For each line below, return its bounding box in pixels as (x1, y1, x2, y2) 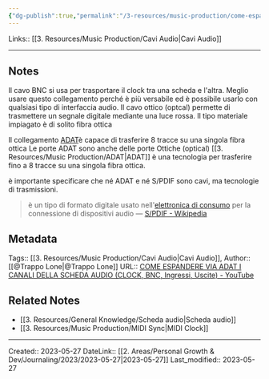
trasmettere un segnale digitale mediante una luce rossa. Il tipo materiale (8, 111, 248, 121)
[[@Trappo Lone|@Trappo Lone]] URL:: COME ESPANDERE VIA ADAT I (8, 262, 242, 272)
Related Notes (8, 293, 80, 307)
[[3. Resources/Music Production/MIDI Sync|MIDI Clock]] (19, 324, 209, 333)
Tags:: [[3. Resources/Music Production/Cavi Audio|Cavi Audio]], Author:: (8, 253, 251, 263)
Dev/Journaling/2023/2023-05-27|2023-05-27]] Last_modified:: (8, 355, 222, 365)
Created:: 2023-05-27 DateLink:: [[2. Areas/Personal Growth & (8, 346, 215, 357)
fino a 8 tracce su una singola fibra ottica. (8, 161, 146, 171)
